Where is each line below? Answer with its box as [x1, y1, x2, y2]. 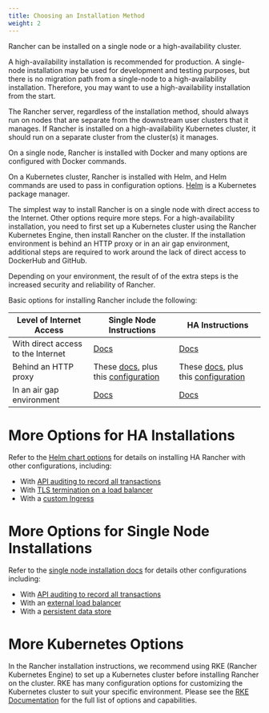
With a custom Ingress [19, 494, 94, 503]
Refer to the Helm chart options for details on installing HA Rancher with [8, 453, 246, 462]
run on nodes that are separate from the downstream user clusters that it [8, 115, 249, 124]
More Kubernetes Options [8, 635, 184, 653]
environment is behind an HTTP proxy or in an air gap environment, [8, 238, 231, 248]
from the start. [8, 91, 56, 100]
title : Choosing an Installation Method [8, 11, 146, 20]
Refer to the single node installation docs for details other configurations [8, 565, 247, 575]
